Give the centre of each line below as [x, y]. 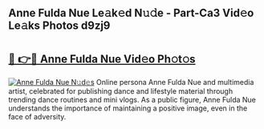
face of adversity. [37, 117]
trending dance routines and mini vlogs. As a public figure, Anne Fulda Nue [132, 100]
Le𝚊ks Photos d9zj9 [59, 26]
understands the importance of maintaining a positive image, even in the [128, 108]
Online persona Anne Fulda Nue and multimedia [175, 82]
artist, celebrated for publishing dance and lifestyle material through [121, 91]
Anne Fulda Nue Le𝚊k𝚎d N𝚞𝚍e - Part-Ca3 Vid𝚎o [131, 13]
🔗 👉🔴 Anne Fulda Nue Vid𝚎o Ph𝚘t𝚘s [102, 59]
